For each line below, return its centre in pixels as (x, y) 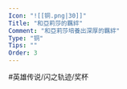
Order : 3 (23, 53)
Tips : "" (23, 46)
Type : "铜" (26, 38)
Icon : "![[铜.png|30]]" (47, 16)
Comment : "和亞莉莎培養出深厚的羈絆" (64, 30)
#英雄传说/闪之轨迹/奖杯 (48, 77)
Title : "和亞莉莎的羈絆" (45, 23)
